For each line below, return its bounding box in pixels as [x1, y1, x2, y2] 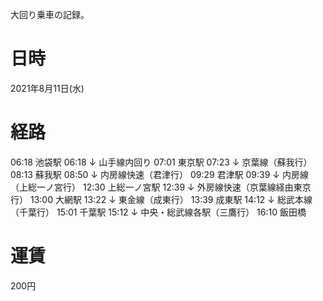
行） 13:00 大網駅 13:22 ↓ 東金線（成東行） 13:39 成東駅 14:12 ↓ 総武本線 [10, 193, 313, 205]
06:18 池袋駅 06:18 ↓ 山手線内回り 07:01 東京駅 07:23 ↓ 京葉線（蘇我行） [10, 156, 313, 168]
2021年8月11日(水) [10, 82, 85, 94]
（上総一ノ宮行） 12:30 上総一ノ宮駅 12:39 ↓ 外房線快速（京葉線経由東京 [10, 181, 312, 193]
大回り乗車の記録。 [10, 9, 90, 20]
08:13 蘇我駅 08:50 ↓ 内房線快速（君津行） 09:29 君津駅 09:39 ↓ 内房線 [10, 168, 309, 180]
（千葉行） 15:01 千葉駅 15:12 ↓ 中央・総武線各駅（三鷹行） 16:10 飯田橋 [10, 206, 307, 218]
